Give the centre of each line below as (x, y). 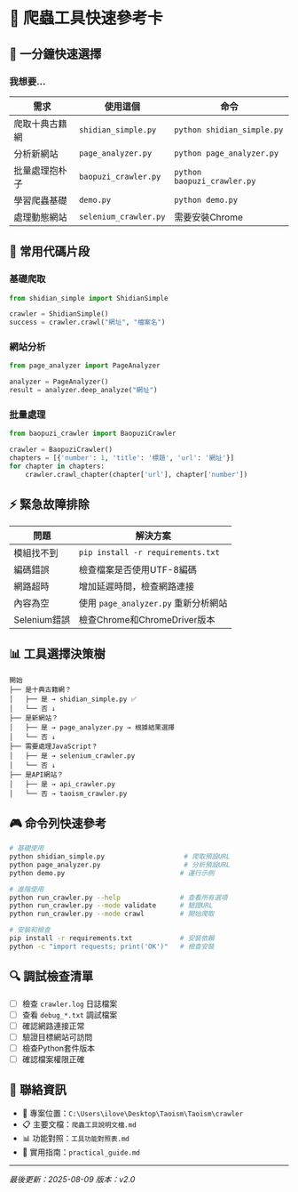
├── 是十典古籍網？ (40, 690)
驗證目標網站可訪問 (57, 1036)
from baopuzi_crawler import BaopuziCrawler (93, 434)
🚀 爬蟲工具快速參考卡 (86, 18)
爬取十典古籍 (41, 124)
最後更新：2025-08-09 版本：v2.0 (72, 1179)
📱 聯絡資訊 (38, 1090)
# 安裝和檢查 (30, 930)
